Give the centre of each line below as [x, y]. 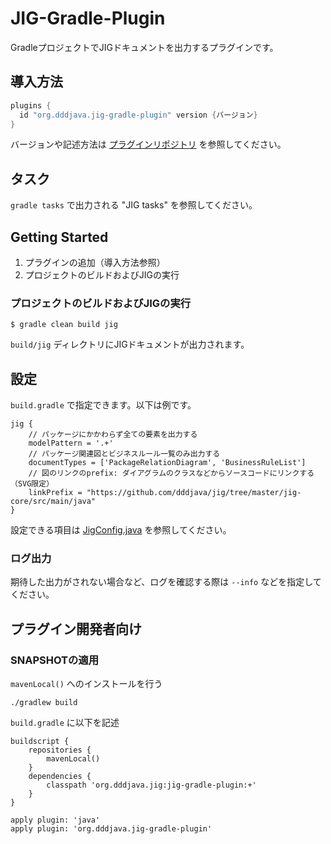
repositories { [60, 750]
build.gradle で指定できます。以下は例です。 [103, 405]
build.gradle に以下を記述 [65, 723]
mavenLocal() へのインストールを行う [86, 684]
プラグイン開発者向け [76, 628]
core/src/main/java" [53, 502]
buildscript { [40, 742]
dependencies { [60, 777]
